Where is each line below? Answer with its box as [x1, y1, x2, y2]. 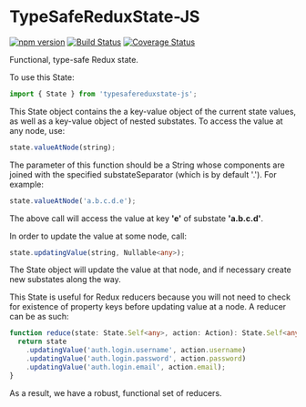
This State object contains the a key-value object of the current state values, [9, 106, 297, 117]
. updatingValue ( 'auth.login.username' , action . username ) [25, 346, 247, 355]
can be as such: [9, 311, 70, 322]
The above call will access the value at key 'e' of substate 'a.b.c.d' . [9, 212, 264, 224]
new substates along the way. [9, 274, 121, 285]
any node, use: [9, 125, 66, 136]
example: [9, 178, 44, 189]
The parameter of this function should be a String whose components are [9, 159, 285, 170]
